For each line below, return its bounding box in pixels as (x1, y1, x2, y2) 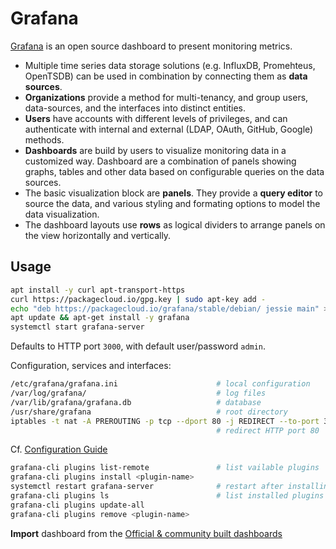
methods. (24, 133, 65, 146)
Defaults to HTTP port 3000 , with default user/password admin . (10, 340, 267, 352)
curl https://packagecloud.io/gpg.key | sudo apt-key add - (10, 294, 267, 304)
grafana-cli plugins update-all (10, 500, 145, 510)
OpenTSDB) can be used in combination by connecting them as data (24, 70, 308, 82)
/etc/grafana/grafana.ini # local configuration (10, 379, 311, 389)
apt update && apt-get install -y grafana (10, 313, 190, 323)
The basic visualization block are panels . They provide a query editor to (24, 187, 324, 199)
